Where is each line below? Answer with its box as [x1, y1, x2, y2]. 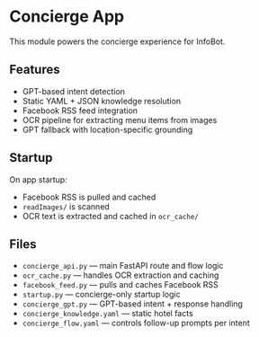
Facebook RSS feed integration [22, 105, 138, 116]
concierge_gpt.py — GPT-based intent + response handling [22, 298, 243, 309]
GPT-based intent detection [22, 85, 126, 96]
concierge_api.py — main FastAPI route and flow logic [22, 261, 224, 271]
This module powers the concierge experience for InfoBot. [9, 36, 226, 47]
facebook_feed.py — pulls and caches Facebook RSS [22, 279, 219, 290]
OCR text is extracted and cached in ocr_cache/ [22, 210, 200, 221]
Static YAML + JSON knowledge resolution [22, 95, 182, 106]
